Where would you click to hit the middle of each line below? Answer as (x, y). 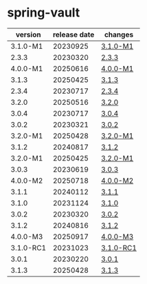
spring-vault (44, 13)
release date (73, 34)
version (29, 34)
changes (119, 34)
